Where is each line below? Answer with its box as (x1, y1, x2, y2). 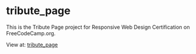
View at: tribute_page (6, 41, 58, 48)
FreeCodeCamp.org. (6, 29, 56, 36)
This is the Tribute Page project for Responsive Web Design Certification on (6, 23, 190, 31)
